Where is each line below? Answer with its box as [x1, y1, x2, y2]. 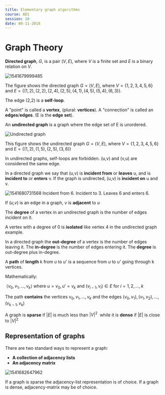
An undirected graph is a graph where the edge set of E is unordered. [5, 122, 147, 128]
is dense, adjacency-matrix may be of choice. [5, 384, 98, 390]
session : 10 [5, 16, 29, 21]
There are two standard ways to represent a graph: [5, 345, 108, 351]
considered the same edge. [5, 161, 60, 167]
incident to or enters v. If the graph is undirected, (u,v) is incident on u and [5, 176, 158, 182]
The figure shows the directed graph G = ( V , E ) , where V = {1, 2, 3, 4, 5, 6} [5, 83, 153, 89]
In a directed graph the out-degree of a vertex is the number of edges [5, 239, 147, 245]
